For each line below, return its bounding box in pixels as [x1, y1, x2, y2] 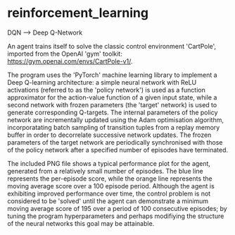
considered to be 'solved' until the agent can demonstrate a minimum [7, 196, 209, 205]
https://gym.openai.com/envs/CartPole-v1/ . [7, 56, 133, 65]
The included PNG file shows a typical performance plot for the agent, [7, 159, 211, 167]
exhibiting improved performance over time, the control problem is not [7, 189, 211, 198]
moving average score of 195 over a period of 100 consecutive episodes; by [7, 204, 227, 212]
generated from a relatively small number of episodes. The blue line [7, 167, 203, 175]
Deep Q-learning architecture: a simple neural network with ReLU [7, 78, 197, 86]
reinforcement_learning [7, 5, 149, 21]
